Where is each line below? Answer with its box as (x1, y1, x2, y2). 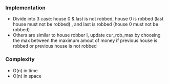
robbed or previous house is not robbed (12, 43, 97, 49)
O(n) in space (12, 73, 42, 79)
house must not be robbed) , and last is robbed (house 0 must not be (12, 21, 159, 27)
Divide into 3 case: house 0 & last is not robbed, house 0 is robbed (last (12, 16, 164, 22)
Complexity (5, 56, 35, 63)
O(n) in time (12, 67, 38, 73)
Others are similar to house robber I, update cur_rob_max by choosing (12, 32, 161, 38)
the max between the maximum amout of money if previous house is (12, 37, 158, 44)
